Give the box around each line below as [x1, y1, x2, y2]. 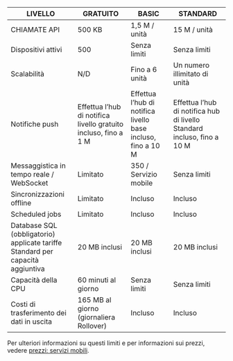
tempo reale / [10, 170, 54, 179]
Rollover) [77, 322, 107, 331]
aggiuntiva [10, 264, 45, 273]
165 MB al [77, 295, 112, 304]
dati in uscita [10, 317, 53, 326]
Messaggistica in [10, 161, 66, 170]
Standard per [10, 247, 53, 256]
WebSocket [10, 178, 49, 188]
